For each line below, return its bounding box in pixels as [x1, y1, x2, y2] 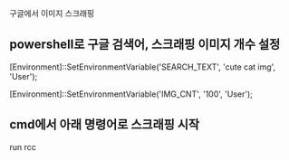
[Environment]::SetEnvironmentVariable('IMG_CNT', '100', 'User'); [9, 89, 254, 99]
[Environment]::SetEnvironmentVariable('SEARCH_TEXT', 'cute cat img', [9, 61, 276, 72]
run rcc [9, 141, 36, 152]
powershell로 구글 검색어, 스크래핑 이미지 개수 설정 [9, 37, 281, 52]
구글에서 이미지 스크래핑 [9, 8, 95, 18]
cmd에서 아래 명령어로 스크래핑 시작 [9, 117, 200, 133]
